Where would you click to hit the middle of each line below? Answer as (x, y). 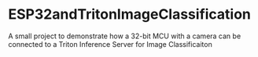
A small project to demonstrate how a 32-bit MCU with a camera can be (125, 36)
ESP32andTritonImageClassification (130, 14)
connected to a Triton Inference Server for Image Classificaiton (110, 44)
